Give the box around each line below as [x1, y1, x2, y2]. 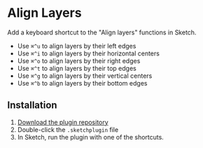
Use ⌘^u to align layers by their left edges [17, 41, 136, 50]
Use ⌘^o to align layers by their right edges [17, 56, 141, 65]
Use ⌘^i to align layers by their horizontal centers [17, 49, 160, 58]
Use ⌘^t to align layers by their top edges [17, 64, 136, 72]
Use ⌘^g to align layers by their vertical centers [17, 72, 153, 80]
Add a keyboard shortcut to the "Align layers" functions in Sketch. [7, 28, 197, 36]
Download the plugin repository [17, 118, 108, 126]
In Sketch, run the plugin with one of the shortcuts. [17, 133, 164, 141]
